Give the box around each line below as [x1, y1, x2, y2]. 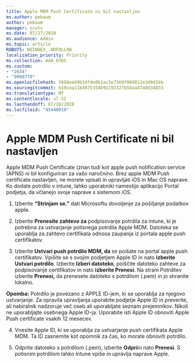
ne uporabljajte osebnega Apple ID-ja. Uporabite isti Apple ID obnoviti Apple [6, 309, 189, 316]
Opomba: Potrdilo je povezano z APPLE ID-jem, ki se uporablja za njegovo [6, 290, 186, 297]
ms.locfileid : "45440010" [6, 107, 69, 113]
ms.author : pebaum [6, 14, 51, 20]
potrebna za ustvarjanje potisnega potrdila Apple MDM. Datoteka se [14, 224, 179, 231]
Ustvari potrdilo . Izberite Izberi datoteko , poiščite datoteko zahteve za [14, 260, 186, 267]
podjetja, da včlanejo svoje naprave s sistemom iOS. [6, 189, 132, 196]
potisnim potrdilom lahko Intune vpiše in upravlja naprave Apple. [14, 350, 170, 358]
